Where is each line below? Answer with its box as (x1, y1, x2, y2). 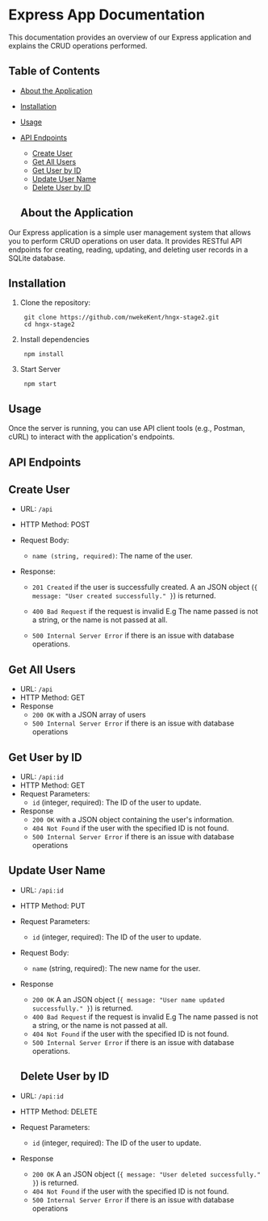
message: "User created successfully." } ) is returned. (31, 591, 216, 600)
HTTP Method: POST (19, 520, 90, 529)
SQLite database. (8, 253, 66, 263)
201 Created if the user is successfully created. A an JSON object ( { (31, 583, 258, 592)
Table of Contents (8, 65, 101, 78)
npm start (23, 380, 57, 388)
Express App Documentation (8, 6, 206, 24)
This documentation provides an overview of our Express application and (8, 32, 252, 42)
